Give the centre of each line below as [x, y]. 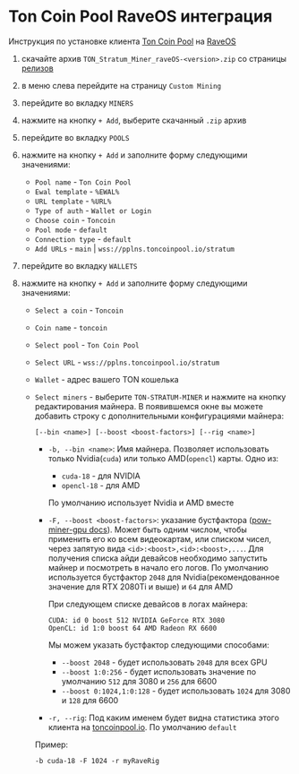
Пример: [51, 744]
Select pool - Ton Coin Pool [87, 344]
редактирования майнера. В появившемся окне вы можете [149, 406]
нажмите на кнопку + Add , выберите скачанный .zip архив [134, 120]
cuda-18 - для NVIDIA [101, 476]
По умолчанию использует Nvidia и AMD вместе [141, 503]
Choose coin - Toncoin [75, 219]
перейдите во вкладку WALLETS [79, 265]
